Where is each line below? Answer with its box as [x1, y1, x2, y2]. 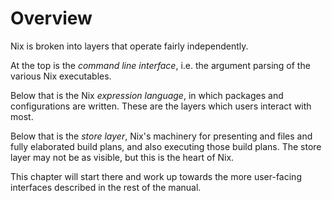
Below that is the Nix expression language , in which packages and [10, 89, 284, 101]
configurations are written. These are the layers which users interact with [10, 100, 312, 112]
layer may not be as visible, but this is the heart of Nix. [10, 151, 235, 163]
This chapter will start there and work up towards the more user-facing [10, 170, 302, 182]
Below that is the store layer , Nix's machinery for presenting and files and [10, 130, 313, 142]
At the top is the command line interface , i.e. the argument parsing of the [10, 59, 311, 71]
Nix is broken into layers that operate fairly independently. [10, 40, 249, 52]
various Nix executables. [10, 70, 112, 82]
